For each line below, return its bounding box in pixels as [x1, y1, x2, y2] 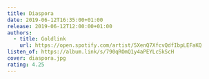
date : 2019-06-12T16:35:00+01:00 [7, 16, 103, 23]
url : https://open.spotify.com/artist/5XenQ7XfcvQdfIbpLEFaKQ [19, 42, 202, 49]
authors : [7, 29, 32, 36]
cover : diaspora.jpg [7, 55, 67, 62]
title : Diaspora [7, 10, 54, 17]
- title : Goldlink [13, 36, 67, 43]
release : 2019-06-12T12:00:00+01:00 [7, 23, 112, 30]
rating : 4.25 [7, 61, 45, 68]
